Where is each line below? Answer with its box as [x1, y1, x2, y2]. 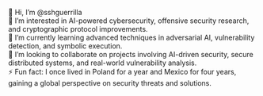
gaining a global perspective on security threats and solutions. [8, 79, 212, 87]
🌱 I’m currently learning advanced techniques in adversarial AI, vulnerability [8, 33, 255, 42]
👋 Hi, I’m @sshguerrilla [8, 8, 82, 17]
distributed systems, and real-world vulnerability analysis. [8, 58, 197, 67]
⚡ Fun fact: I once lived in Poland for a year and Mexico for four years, [8, 67, 237, 76]
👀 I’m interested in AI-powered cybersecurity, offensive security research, [8, 16, 250, 25]
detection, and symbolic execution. [8, 41, 123, 51]
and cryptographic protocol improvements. [8, 25, 148, 33]
